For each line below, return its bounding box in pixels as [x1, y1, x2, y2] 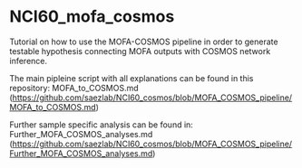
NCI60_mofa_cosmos [9, 6, 175, 27]
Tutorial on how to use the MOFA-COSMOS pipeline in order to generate [9, 36, 278, 47]
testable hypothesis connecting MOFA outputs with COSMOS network [9, 45, 271, 56]
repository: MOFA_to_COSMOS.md [9, 82, 139, 93]
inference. [9, 55, 48, 66]
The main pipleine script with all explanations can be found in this [9, 72, 254, 83]
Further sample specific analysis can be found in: [9, 119, 193, 130]
